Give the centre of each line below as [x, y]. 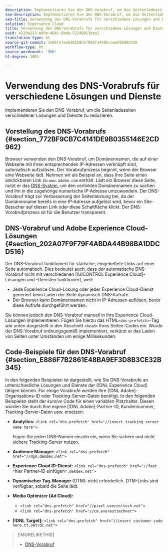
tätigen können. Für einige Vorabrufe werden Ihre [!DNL [62, 390]
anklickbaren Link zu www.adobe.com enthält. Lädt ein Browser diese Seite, [80, 180]
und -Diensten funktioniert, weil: [60, 279]
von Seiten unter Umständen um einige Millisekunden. [61, 336]
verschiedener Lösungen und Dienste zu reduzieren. [59, 115]
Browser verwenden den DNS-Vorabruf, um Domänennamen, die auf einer [82, 159]
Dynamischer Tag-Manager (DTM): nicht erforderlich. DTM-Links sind [85, 481]
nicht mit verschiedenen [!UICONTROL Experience [76, 274]
